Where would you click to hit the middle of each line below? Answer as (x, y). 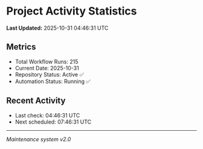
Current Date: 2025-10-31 (47, 68)
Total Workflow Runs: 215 (47, 61)
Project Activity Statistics (72, 11)
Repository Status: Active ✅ (50, 74)
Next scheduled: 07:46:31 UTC (53, 122)
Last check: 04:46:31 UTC (47, 115)
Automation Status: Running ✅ (53, 81)
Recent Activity (36, 101)
